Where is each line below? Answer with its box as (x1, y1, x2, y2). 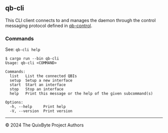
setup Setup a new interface (9, 78, 72, 83)
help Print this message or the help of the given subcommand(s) (9, 91, 153, 96)
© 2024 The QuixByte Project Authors (5, 122, 84, 128)
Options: (5, 100, 23, 105)
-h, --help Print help (9, 104, 66, 109)
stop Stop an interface (9, 87, 64, 92)
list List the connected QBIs (9, 73, 77, 79)
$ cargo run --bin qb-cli (5, 56, 59, 61)
